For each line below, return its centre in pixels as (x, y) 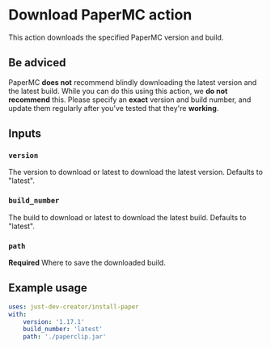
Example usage (48, 288)
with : (17, 314)
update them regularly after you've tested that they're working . (114, 108)
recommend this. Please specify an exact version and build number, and (130, 100)
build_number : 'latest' (63, 330)
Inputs (25, 134)
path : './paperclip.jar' (65, 337)
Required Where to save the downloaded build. (87, 263)
